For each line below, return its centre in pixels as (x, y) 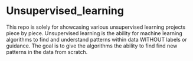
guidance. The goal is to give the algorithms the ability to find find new (92, 46)
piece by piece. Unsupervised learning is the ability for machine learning (94, 33)
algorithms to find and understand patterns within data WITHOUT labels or (97, 39)
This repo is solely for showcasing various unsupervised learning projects (96, 27)
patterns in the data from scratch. (47, 52)
